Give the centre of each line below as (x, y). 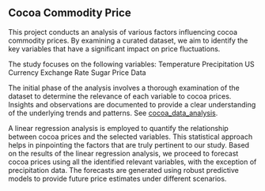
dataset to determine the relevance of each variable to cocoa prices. (120, 96)
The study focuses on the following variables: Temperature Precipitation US (131, 64)
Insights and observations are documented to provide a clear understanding (132, 104)
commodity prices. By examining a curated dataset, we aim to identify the (128, 40)
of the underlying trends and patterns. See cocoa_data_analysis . (113, 113)
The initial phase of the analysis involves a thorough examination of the (124, 88)
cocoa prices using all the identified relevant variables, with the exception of (132, 162)
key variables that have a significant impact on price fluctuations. (114, 49)
